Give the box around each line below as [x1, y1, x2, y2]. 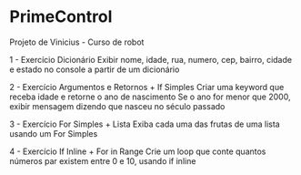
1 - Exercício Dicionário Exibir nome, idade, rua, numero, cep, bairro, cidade [9, 54, 293, 65]
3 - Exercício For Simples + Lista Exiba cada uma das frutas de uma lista [9, 118, 280, 129]
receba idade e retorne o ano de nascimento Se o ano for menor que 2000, [9, 91, 291, 102]
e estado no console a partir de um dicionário [9, 64, 180, 75]
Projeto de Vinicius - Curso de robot [9, 36, 145, 47]
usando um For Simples [9, 128, 98, 139]
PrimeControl [9, 6, 113, 27]
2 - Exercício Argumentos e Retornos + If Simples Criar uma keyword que [9, 81, 285, 92]
